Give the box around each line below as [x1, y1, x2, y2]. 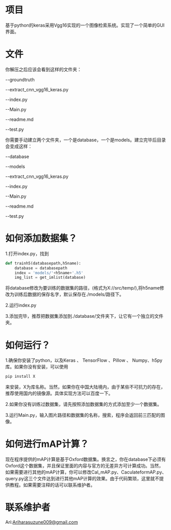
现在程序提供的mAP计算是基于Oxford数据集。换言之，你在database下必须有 [5, 456, 166, 462]
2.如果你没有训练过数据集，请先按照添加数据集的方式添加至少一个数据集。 [5, 401, 162, 407]
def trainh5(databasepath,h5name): [5, 260, 81, 266]
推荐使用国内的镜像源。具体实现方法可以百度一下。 [5, 390, 113, 397]
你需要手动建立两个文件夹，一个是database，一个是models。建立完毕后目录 [5, 136, 166, 143]
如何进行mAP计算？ [5, 438, 89, 450]
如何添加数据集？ [5, 233, 78, 244]
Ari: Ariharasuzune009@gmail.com [5, 519, 78, 525]
